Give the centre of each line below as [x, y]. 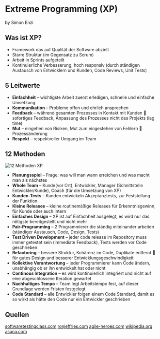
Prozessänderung [30, 133]
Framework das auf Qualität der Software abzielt [60, 49]
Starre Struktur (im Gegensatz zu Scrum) [53, 55]
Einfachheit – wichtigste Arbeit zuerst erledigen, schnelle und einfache [83, 97]
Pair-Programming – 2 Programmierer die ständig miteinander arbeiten [83, 227]
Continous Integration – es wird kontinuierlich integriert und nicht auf [82, 273]
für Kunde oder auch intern [39, 211]
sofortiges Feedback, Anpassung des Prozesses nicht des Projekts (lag [83, 118]
